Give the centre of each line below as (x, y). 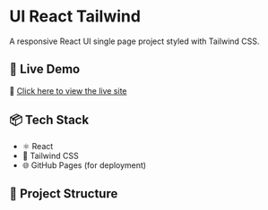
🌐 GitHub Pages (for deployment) (84, 165)
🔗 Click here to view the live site (68, 90)
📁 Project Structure (64, 193)
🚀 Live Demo (45, 69)
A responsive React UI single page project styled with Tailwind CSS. (134, 41)
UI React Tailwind (75, 17)
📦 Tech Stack (49, 120)
